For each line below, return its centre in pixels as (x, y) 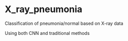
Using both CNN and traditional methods (47, 33)
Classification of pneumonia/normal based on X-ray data (64, 23)
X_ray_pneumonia (43, 9)
